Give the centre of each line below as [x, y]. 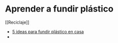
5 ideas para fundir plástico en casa [48, 31]
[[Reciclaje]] [17, 22]
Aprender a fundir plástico [59, 9]
